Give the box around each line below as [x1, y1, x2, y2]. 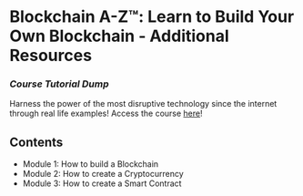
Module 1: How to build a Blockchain [22, 159, 159, 170]
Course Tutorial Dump [9, 77, 109, 90]
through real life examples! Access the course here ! [9, 108, 203, 119]
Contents [9, 134, 64, 150]
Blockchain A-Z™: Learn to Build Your [9, 6, 295, 27]
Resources [9, 46, 93, 66]
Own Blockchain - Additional [9, 26, 229, 46]
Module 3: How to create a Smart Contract [22, 178, 182, 189]
